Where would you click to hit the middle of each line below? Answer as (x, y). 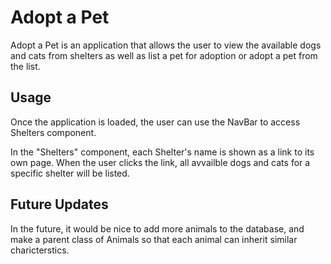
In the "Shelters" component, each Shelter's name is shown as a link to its (162, 152)
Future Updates (59, 204)
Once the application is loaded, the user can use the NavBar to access (155, 122)
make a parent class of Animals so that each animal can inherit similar (154, 239)
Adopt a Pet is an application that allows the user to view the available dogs (166, 45)
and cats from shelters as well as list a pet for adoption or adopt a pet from (164, 55)
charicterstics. (40, 250)
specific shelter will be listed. (70, 173)
